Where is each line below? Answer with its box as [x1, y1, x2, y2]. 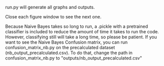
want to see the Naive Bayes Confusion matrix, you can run [5, 39, 128, 45]
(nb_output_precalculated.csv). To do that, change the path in [5, 50, 133, 56]
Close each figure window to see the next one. [5, 14, 102, 19]
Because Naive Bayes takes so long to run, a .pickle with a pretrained [5, 23, 148, 29]
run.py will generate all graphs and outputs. [5, 4, 95, 10]
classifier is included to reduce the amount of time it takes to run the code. [5, 29, 159, 34]
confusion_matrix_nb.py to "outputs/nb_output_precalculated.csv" [5, 55, 142, 61]
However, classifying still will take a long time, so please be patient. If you [5, 34, 157, 40]
